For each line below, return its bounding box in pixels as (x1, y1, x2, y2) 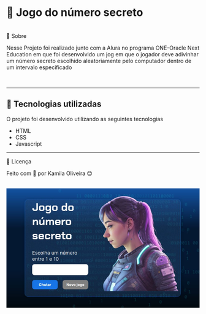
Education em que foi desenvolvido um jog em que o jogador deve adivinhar (6, 50, 199, 58)
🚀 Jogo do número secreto (6, 6, 143, 20)
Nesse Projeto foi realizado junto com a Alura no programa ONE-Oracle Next (6, 44, 200, 51)
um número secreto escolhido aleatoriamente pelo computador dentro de (6, 57, 192, 64)
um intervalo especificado (6, 64, 72, 71)
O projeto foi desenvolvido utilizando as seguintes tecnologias (6, 115, 164, 122)
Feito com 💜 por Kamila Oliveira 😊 (6, 170, 93, 177)
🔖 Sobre (6, 32, 27, 39)
